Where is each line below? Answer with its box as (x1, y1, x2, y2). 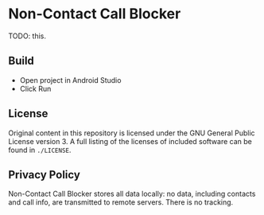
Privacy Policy (8, 168, 81, 182)
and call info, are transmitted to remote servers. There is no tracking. (8, 197, 234, 207)
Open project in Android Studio (19, 75, 122, 84)
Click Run (19, 84, 52, 93)
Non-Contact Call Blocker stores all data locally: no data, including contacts (8, 189, 256, 199)
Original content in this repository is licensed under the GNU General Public (8, 128, 256, 138)
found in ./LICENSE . (8, 145, 72, 154)
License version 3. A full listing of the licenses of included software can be (8, 136, 252, 146)
